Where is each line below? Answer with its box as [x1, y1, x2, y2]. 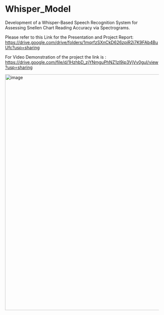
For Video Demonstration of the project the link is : [5, 54, 106, 60]
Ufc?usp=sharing [5, 44, 40, 50]
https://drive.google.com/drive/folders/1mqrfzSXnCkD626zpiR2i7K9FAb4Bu [5, 39, 158, 45]
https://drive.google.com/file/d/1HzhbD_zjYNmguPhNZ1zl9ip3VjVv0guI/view [5, 59, 159, 65]
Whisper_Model [5, 3, 71, 15]
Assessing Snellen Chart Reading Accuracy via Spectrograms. [5, 24, 130, 30]
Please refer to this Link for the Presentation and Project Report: [5, 34, 134, 40]
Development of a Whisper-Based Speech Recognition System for [5, 20, 138, 25]
